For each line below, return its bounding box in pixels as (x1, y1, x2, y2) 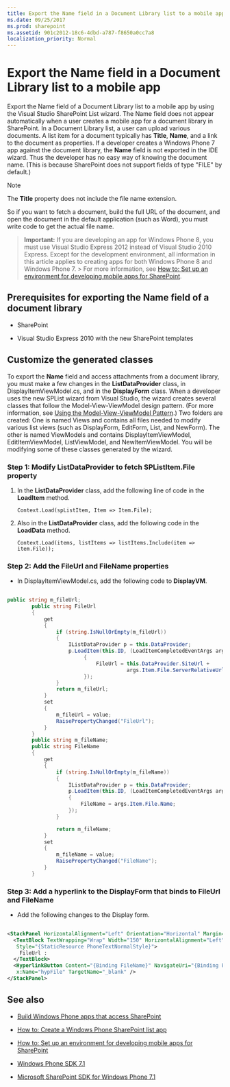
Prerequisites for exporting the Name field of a (7, 292, 209, 304)
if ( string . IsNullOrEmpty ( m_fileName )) (55, 769, 170, 776)
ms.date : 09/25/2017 (7, 16, 66, 23)
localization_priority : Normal (7, 36, 97, 43)
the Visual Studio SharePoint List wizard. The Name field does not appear (7, 110, 214, 118)
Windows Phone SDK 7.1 (16, 1059, 86, 1067)
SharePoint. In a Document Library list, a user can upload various (7, 124, 190, 132)
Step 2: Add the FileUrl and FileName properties (7, 561, 169, 571)
